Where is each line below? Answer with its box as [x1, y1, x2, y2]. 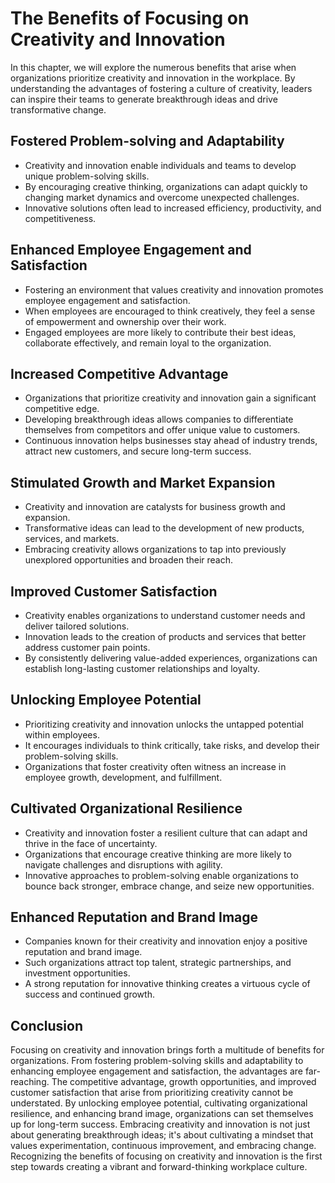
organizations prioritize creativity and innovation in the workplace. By [10, 72, 296, 84]
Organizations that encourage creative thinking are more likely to [24, 848, 292, 860]
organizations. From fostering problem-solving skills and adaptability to [10, 1055, 304, 1067]
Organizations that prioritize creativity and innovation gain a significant [24, 392, 317, 404]
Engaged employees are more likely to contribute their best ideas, [24, 326, 297, 338]
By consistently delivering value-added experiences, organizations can [24, 652, 318, 664]
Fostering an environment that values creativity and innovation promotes [24, 283, 324, 296]
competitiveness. [24, 212, 97, 224]
